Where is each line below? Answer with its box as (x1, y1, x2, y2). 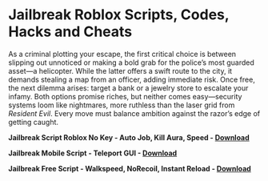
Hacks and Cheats (8, 22, 133, 41)
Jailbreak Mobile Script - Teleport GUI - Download (8, 148, 178, 158)
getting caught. (8, 117, 58, 127)
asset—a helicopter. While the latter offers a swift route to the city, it (8, 66, 233, 75)
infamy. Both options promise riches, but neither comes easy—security (8, 91, 242, 101)
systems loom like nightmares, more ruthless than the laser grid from (8, 100, 235, 110)
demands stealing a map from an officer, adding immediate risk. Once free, (8, 74, 256, 84)
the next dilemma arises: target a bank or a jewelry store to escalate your (8, 82, 249, 93)
